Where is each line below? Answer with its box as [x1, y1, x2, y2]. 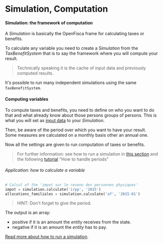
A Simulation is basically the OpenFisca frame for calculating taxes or [5, 31, 145, 37]
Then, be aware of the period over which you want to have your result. [5, 127, 146, 133]
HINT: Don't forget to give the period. [17, 200, 91, 206]
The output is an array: [5, 210, 51, 216]
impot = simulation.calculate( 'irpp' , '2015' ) [5, 187, 101, 192]
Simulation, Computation [5, 3, 108, 15]
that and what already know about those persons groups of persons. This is [5, 112, 157, 118]
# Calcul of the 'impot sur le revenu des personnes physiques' [5, 182, 138, 187]
